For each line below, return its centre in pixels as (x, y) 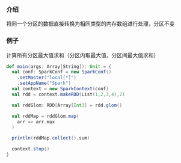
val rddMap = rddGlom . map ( (45, 116)
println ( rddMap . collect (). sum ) (51, 138)
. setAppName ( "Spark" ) (44, 83)
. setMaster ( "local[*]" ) (47, 78)
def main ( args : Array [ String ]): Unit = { (59, 66)
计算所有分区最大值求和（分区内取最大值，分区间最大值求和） (83, 55)
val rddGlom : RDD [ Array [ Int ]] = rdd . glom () (67, 105)
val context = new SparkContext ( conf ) (60, 89)
